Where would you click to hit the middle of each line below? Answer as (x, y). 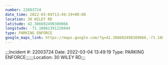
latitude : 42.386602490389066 (37, 24)
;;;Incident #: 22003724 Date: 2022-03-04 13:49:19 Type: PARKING (75, 52)
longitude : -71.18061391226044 (38, 28)
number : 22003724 (23, 10)
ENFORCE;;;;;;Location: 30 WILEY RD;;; (45, 57)
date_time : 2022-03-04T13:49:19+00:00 (45, 14)
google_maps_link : (24, 38)
